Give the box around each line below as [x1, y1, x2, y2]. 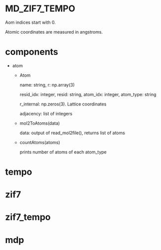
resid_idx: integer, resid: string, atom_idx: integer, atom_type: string [19, 91, 157, 97]
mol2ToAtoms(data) [19, 120, 60, 126]
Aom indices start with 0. [5, 19, 56, 25]
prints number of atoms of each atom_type [19, 149, 107, 155]
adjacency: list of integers [19, 110, 73, 116]
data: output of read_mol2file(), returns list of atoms [19, 130, 125, 136]
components [5, 47, 58, 57]
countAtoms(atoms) [19, 139, 60, 145]
